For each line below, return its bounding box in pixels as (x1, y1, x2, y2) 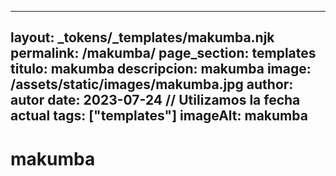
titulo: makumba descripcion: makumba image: (10, 61, 312, 78)
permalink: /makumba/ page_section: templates (10, 45, 317, 62)
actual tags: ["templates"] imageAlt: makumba (10, 107, 308, 125)
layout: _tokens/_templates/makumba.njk (10, 29, 275, 46)
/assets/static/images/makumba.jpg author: (10, 76, 294, 93)
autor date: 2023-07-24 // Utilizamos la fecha (10, 92, 301, 109)
